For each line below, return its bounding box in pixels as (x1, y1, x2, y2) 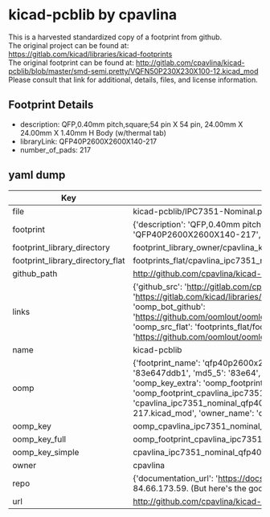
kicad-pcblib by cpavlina (8, 6, 178, 24)
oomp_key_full (12, 434, 67, 445)
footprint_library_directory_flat (12, 254, 125, 266)
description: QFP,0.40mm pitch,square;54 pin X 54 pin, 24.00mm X (19, 119, 243, 129)
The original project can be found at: (8, 40, 129, 50)
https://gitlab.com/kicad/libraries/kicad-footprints (8, 49, 173, 59)
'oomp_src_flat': (132, 321, 193, 332)
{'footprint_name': (132, 357, 201, 368)
